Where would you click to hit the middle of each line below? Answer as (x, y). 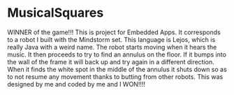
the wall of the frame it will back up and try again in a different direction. (111, 61)
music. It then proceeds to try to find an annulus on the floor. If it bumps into (117, 54)
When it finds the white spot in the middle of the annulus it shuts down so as (117, 69)
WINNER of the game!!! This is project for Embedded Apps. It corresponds (114, 32)
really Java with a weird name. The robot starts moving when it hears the (112, 47)
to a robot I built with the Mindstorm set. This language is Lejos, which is (111, 39)
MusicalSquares (56, 13)
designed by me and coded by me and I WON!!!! (76, 84)
